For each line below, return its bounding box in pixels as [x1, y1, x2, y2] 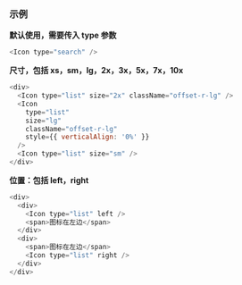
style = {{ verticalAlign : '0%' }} [25, 132, 150, 142]
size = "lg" [25, 116, 63, 125]
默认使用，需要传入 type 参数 [9, 29, 117, 41]
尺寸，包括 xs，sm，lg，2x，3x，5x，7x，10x [9, 65, 184, 76]
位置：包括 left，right [9, 174, 89, 185]
